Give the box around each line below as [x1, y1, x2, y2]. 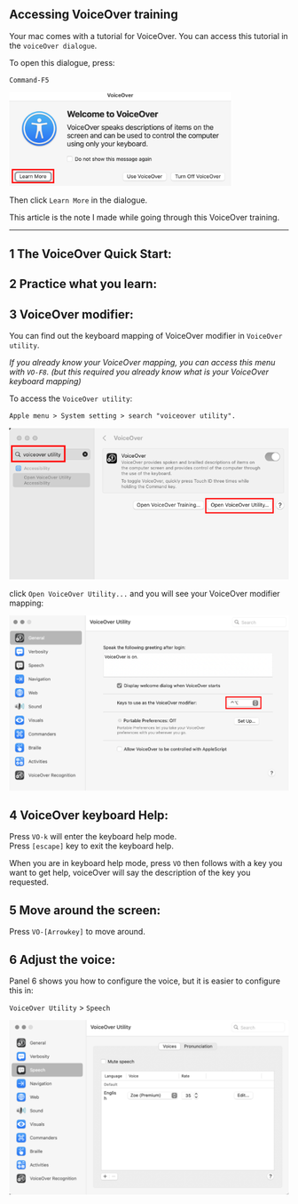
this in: [9, 985, 34, 996]
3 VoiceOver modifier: [9, 307, 135, 322]
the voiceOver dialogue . [9, 40, 98, 51]
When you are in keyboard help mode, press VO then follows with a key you [9, 858, 283, 869]
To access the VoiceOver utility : [9, 393, 133, 404]
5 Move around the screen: [9, 903, 161, 918]
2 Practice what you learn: [9, 277, 158, 292]
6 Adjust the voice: [9, 951, 116, 967]
